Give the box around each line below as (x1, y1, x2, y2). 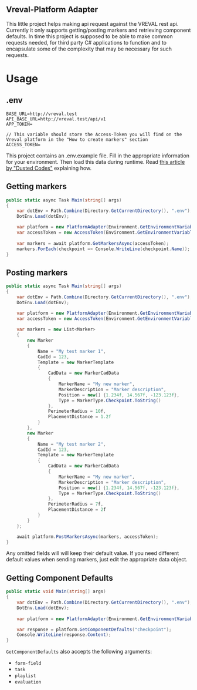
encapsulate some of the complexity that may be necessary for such (6, 45, 172, 52)
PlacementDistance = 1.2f (47, 414, 111, 420)
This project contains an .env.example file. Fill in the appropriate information (6, 152, 189, 159)
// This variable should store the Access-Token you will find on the (6, 132, 182, 137)
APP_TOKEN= (6, 121, 33, 127)
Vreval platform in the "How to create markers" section (6, 136, 148, 143)
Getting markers (6, 181, 67, 191)
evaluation (14, 679, 42, 685)
